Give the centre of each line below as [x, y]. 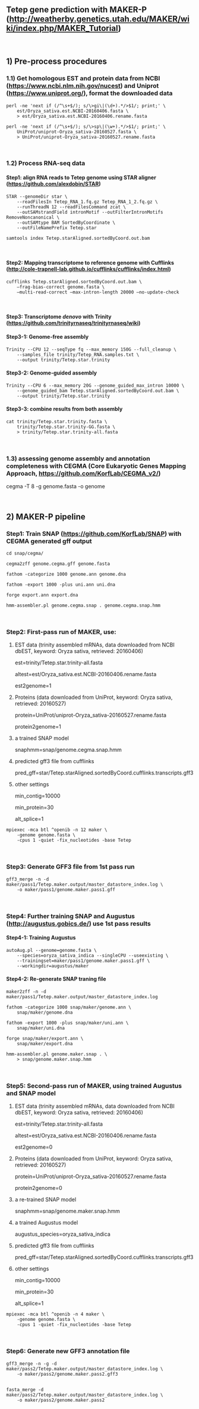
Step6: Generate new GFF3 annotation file [68, 1351]
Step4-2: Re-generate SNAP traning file [56, 979]
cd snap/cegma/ [25, 554]
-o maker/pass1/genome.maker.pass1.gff [66, 889]
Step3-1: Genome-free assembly [48, 337]
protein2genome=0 [38, 1188]
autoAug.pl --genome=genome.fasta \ [51, 950]
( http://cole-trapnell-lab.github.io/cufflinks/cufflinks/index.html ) [89, 269]
